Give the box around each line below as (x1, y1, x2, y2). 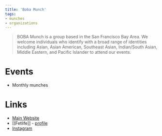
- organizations (5, 20, 38, 26)
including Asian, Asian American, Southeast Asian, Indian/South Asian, (16, 44, 158, 50)
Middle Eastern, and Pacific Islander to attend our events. (16, 49, 132, 55)
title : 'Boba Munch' (5, 7, 47, 12)
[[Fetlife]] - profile (12, 121, 48, 126)
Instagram (12, 125, 32, 131)
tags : (5, 12, 16, 16)
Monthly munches (12, 82, 48, 88)
